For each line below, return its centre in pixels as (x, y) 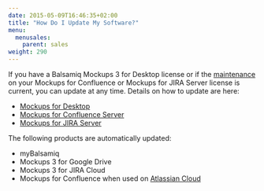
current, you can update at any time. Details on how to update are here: (124, 91)
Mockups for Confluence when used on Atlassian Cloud (110, 178)
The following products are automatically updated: (90, 138)
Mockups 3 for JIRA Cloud (62, 170)
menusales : (33, 37)
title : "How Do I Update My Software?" (74, 23)
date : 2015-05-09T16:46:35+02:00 (63, 15)
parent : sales (45, 45)
